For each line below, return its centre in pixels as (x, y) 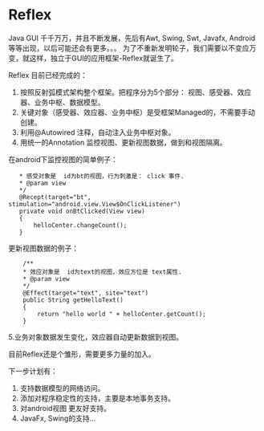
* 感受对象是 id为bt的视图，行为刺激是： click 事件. (102, 176)
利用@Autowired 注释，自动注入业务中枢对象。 (97, 132)
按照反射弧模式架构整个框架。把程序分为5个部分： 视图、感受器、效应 (136, 92)
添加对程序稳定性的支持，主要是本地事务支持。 (97, 398)
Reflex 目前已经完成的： (48, 75)
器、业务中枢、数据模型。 (62, 102)
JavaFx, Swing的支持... (58, 418)
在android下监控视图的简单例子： (63, 159)
